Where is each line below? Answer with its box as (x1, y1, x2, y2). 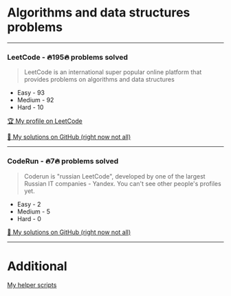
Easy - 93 (16, 89, 45, 97)
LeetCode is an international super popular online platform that (23, 68, 202, 76)
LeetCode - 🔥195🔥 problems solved (7, 52, 129, 62)
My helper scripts (7, 281, 57, 289)
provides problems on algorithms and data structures (23, 76, 175, 84)
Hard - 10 (16, 103, 44, 111)
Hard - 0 (16, 214, 41, 223)
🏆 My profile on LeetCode (7, 117, 82, 125)
